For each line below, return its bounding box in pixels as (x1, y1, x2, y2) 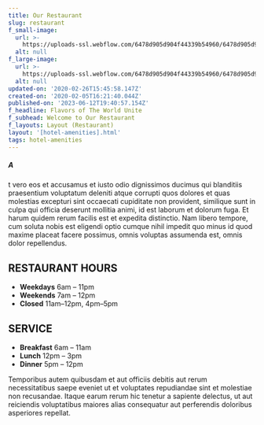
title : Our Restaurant (8, 11, 82, 20)
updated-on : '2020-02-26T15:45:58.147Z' (8, 84, 143, 93)
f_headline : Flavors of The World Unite (8, 107, 143, 115)
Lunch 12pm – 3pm (19, 351, 82, 360)
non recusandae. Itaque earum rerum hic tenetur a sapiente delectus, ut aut (8, 391, 253, 401)
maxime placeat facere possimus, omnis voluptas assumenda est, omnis (8, 230, 243, 240)
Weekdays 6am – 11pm (19, 283, 94, 292)
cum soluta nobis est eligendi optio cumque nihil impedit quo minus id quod (8, 222, 253, 231)
